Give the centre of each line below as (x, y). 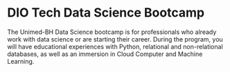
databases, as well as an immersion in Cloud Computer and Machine (105, 54)
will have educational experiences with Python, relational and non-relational (115, 46)
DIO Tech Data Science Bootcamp (106, 13)
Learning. (21, 61)
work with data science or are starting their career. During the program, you (115, 39)
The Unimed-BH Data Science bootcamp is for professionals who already (112, 32)
